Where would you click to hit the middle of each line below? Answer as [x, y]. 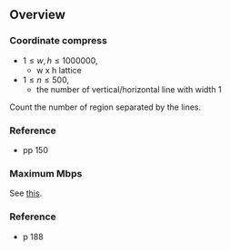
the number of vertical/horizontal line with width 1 [129, 89]
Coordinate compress [58, 41]
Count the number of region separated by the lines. [105, 107]
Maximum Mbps [46, 173]
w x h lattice [59, 70]
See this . [26, 193]
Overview [38, 15]
